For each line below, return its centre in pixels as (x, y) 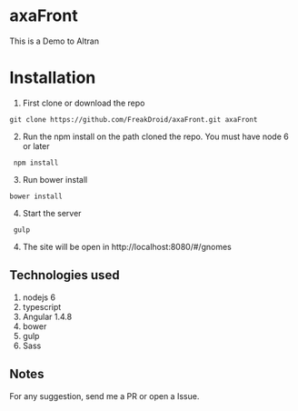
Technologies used (65, 275)
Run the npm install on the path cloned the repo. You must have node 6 (155, 136)
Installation (53, 78)
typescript (42, 306)
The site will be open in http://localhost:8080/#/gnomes (127, 246)
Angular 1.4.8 (47, 316)
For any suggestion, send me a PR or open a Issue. (104, 396)
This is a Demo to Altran (55, 41)
